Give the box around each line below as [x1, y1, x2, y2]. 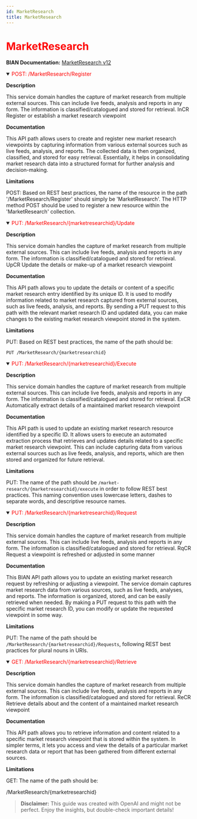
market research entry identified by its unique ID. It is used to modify [6, 291, 172, 298]
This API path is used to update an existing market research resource [6, 425, 173, 432]
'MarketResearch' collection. [6, 208, 76, 216]
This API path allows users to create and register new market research [6, 135, 176, 142]
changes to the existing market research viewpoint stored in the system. [6, 315, 181, 322]
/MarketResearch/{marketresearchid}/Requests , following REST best [6, 641, 171, 648]
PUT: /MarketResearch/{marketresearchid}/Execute [11, 360, 137, 367]
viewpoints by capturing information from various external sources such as [6, 141, 188, 148]
